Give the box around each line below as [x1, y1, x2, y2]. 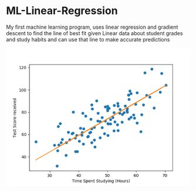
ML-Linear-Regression [6, 4, 119, 18]
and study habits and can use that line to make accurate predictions [6, 36, 170, 43]
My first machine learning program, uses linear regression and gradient [6, 23, 178, 30]
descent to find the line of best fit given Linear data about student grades [6, 29, 183, 36]
